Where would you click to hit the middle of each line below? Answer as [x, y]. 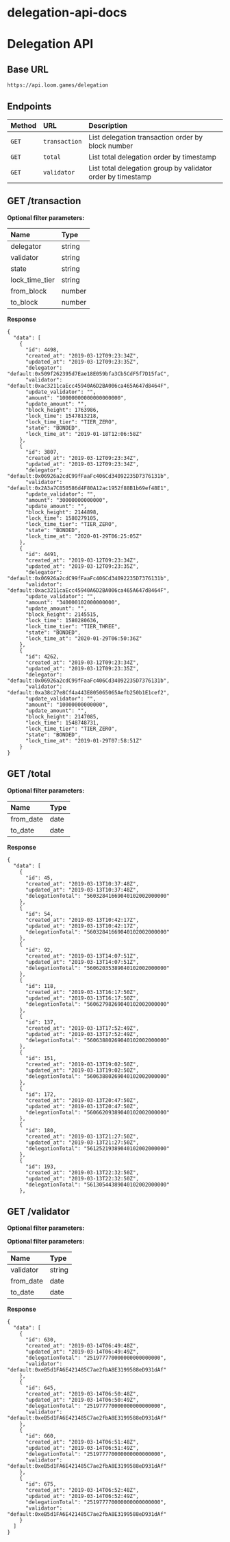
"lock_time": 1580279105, [62, 518]
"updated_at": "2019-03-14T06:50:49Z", [82, 1400]
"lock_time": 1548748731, [62, 723]
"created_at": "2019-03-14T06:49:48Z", [82, 1346]
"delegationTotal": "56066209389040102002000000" [97, 1112]
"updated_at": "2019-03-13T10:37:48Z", [82, 890]
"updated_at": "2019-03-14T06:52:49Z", [82, 1497]
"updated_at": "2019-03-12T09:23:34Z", [82, 464]
